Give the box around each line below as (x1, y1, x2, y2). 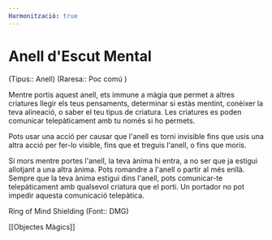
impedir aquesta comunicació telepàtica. (8, 190, 145, 200)
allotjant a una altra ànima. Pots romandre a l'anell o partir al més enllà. (8, 164, 245, 174)
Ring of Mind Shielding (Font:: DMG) (8, 206, 129, 216)
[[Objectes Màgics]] (8, 221, 76, 232)
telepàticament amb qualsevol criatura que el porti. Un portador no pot (8, 181, 245, 191)
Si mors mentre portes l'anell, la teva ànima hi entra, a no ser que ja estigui (8, 155, 258, 165)
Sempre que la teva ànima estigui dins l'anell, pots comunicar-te (8, 172, 223, 183)
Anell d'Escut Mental (8, 46, 152, 65)
